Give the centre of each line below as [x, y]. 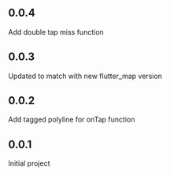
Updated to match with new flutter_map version [85, 76]
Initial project [29, 163]
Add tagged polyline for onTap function [72, 120]
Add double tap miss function [56, 32]
